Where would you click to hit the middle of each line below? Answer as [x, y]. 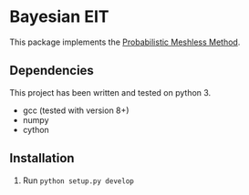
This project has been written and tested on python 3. [110, 92]
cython [36, 129]
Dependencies [52, 71]
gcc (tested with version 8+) [76, 110]
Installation [42, 158]
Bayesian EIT [59, 17]
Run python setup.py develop [78, 180]
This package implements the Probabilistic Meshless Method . [125, 42]
